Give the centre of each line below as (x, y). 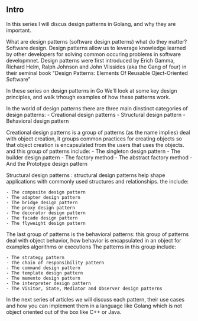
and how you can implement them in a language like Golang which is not (94, 306)
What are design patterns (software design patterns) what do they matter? (97, 41)
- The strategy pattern (35, 257)
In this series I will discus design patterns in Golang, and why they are (91, 24)
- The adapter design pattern (43, 197)
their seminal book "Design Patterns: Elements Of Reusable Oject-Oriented (97, 73)
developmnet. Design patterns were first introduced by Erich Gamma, (91, 60)
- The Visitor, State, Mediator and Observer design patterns (84, 289)
